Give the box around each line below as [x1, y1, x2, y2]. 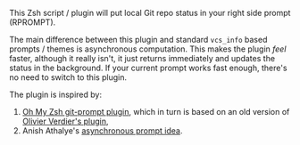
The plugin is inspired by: [9, 89, 103, 100]
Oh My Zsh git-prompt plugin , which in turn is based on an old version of [21, 107, 290, 117]
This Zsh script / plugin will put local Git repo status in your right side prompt [9, 8, 291, 18]
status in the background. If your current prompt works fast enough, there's [9, 62, 287, 73]
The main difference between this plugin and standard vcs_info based [9, 35, 268, 44]
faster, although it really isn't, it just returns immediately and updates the [9, 53, 275, 63]
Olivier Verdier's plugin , [21, 116, 109, 126]
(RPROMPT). [9, 17, 56, 28]
